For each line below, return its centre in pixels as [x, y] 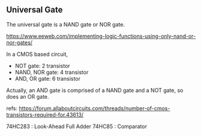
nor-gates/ [20, 42]
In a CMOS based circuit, [37, 54]
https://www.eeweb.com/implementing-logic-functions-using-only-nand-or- [101, 36]
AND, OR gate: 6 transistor [48, 78]
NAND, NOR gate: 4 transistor [52, 72]
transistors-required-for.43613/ [45, 114]
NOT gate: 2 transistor [42, 66]
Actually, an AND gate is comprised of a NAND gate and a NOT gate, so [95, 90]
